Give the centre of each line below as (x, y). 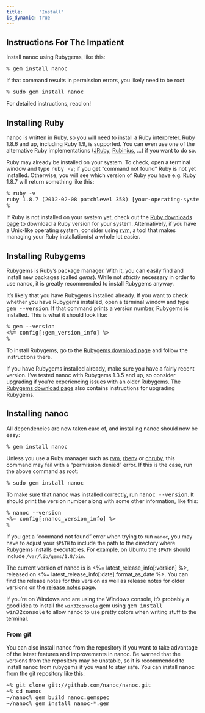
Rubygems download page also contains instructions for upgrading (91, 388)
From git (19, 634)
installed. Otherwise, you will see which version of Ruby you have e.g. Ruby (101, 175)
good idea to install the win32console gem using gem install (85, 606)
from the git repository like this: (46, 674)
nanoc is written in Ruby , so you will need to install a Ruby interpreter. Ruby (101, 137)
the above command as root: (42, 471)
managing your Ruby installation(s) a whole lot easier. (74, 237)
